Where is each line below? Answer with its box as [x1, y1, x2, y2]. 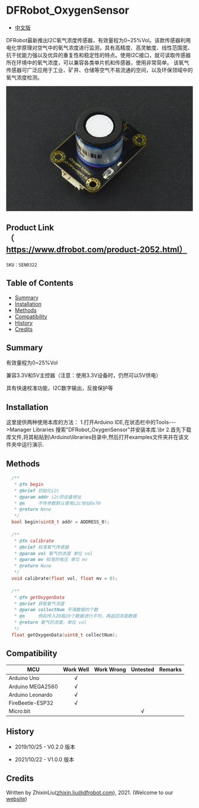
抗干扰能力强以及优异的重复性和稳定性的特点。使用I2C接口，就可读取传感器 [6, 51, 191, 58]
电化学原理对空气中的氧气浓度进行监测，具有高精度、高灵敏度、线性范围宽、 [6, 44, 193, 51]
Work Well [63, 666, 89, 673]
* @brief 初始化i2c [14, 487, 60, 494]
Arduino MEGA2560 [8, 682, 58, 690]
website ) [6, 796, 28, 803]
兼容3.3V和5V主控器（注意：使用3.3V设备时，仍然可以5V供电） [6, 372, 162, 379]
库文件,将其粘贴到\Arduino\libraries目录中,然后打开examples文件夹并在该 [6, 434, 184, 441]
